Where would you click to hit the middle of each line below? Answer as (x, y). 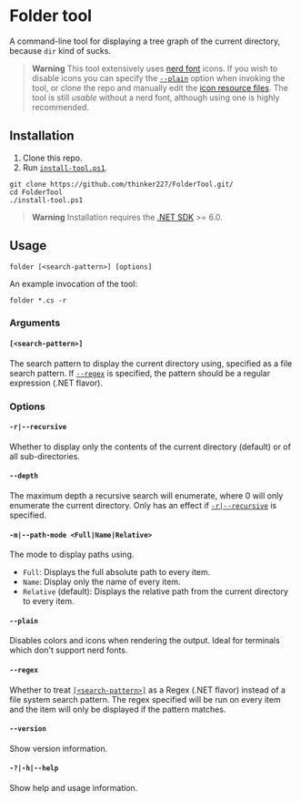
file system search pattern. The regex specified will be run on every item (145, 699)
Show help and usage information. (74, 788)
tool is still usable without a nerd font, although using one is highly (156, 98)
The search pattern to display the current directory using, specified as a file (151, 363)
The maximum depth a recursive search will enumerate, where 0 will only (146, 496)
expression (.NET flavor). (56, 383)
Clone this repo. (52, 158)
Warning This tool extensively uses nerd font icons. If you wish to (155, 68)
